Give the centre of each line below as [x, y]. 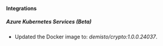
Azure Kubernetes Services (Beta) [49, 22]
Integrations [21, 8]
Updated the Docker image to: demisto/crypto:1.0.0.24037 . [86, 37]
